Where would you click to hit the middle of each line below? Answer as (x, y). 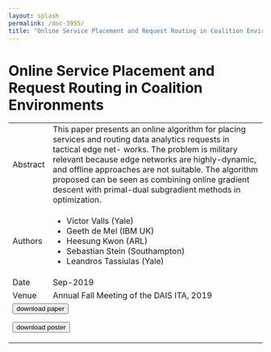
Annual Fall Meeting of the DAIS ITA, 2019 (132, 296)
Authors (27, 241)
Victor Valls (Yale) (100, 221)
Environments (56, 105)
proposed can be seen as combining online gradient (151, 180)
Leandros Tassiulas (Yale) (115, 261)
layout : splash (34, 16)
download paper (40, 309)
